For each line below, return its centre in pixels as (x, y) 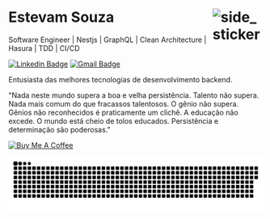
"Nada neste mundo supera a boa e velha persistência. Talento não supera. (134, 95)
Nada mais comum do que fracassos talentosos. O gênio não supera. (124, 103)
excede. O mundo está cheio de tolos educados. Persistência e (114, 120)
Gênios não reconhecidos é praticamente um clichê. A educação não (123, 112)
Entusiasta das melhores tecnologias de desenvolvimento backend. (120, 79)
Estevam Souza (61, 17)
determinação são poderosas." (59, 129)
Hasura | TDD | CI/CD (44, 48)
